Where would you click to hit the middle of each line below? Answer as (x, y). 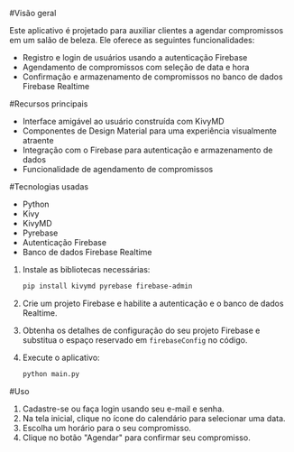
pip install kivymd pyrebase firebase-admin (107, 286)
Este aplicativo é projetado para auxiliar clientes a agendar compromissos (147, 30)
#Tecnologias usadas (49, 187)
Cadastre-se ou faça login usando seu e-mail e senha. (123, 409)
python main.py (51, 374)
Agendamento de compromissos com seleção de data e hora (136, 67)
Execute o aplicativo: (61, 357)
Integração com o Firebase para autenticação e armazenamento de (147, 150)
